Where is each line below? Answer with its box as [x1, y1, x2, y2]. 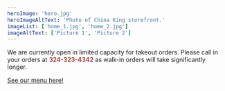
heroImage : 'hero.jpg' [7, 10, 73, 17]
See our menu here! [7, 77, 64, 85]
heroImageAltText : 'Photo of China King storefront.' [7, 17, 166, 23]
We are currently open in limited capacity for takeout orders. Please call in [7, 48, 219, 57]
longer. [7, 63, 28, 71]
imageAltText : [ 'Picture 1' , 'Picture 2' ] [7, 29, 132, 37]
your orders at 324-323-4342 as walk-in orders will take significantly [7, 56, 206, 64]
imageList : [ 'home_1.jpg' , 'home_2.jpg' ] [7, 23, 129, 30]
